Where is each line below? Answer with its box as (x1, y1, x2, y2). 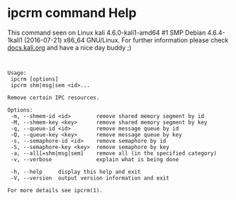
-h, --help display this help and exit (10, 168, 141, 175)
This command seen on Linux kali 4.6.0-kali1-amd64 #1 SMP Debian (7, 28, 206, 37)
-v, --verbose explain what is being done (10, 155, 179, 163)
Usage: (7, 69, 27, 76)
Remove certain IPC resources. (7, 94, 100, 101)
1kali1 (7, 35, 23, 44)
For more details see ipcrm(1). (7, 187, 103, 194)
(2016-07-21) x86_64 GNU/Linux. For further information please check (23, 35, 229, 44)
